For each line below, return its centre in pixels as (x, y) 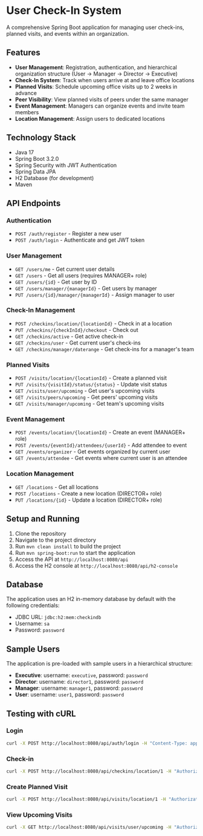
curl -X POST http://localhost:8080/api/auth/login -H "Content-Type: (97, 743)
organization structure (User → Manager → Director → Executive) (96, 74)
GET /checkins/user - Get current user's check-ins (78, 343)
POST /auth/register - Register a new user (68, 234)
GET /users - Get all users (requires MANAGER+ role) (81, 275)
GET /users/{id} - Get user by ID (56, 282)
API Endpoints (34, 203)
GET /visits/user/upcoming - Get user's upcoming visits (85, 391)
